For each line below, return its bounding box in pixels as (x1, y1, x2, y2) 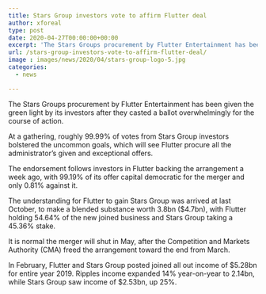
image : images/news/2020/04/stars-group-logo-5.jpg (8, 56, 186, 64)
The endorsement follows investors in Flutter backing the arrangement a (8, 163, 244, 173)
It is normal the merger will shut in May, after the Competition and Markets (8, 236, 250, 246)
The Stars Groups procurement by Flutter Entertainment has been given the (8, 99, 255, 109)
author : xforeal (8, 19, 62, 27)
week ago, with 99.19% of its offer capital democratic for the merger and (8, 172, 245, 181)
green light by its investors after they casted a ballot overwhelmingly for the (8, 108, 255, 117)
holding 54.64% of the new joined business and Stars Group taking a (8, 212, 234, 222)
